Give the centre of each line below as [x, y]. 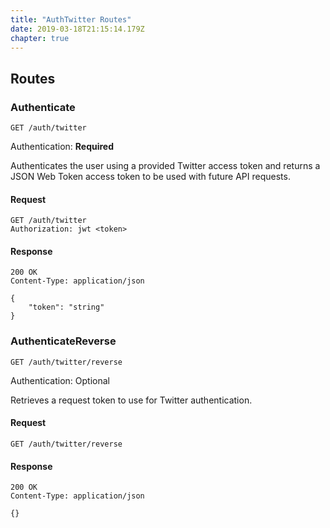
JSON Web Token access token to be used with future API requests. [150, 177]
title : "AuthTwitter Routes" [71, 19]
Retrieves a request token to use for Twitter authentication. [131, 400]
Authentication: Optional [60, 380]
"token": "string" [66, 307]
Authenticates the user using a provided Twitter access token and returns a [165, 166]
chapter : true [40, 38]
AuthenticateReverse [63, 341]
